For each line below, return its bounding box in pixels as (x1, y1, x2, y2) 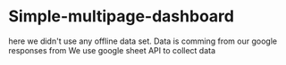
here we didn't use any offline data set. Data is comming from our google (8, 36, 278, 46)
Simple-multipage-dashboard (8, 6, 234, 27)
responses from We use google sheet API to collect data (8, 45, 216, 55)
